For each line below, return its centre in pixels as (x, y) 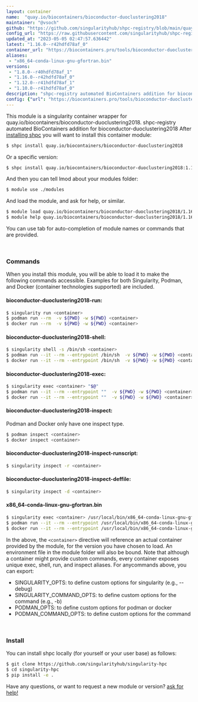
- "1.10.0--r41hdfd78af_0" (42, 88)
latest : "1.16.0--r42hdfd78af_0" (47, 45)
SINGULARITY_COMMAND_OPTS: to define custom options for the (95, 595)
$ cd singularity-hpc (33, 670)
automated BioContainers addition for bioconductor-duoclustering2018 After (99, 128)
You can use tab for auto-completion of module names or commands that (95, 228)
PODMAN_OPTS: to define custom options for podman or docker (93, 607)
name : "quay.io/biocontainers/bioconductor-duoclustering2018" (87, 17)
